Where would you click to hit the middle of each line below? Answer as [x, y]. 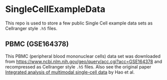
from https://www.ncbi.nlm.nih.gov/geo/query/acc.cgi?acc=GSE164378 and [84, 61]
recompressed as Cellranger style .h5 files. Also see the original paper [78, 66]
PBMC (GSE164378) [37, 44]
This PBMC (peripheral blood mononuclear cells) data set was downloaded [83, 56]
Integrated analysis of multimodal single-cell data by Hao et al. [70, 72]
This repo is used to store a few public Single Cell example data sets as [79, 23]
